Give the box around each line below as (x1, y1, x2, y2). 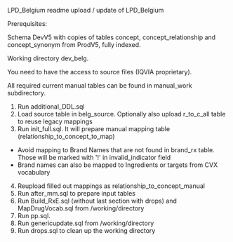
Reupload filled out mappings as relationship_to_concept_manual (17, 182, 206, 190)
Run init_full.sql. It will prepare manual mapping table (17, 125, 171, 133)
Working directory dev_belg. (7, 54, 89, 62)
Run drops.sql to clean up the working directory (17, 227, 156, 234)
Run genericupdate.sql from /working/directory (17, 219, 154, 227)
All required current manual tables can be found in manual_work (7, 81, 192, 90)
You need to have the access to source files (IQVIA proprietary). (7, 68, 192, 76)
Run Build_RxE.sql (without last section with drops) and (17, 196, 177, 205)
